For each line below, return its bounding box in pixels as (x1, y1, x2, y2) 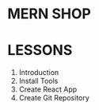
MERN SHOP (7, 5, 92, 23)
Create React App (18, 84, 78, 94)
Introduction (18, 68, 59, 77)
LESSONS (7, 41, 73, 60)
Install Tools (18, 77, 59, 86)
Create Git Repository (18, 93, 90, 103)
